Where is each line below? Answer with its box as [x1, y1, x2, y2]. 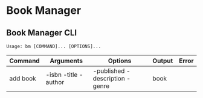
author [45, 78, 65, 86]
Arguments [50, 57, 83, 65]
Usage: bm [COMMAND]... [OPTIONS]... [6, 43, 101, 49]
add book [9, 75, 36, 82]
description [92, 75, 125, 82]
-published [92, 67, 125, 75]
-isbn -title [45, 70, 78, 79]
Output [152, 57, 173, 65]
